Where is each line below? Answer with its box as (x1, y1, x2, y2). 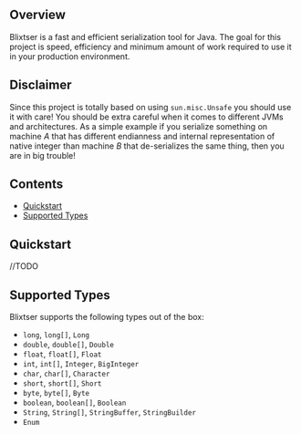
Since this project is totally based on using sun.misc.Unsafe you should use (9, 101, 292, 112)
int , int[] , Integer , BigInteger (22, 358, 140, 369)
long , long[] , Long (22, 329, 89, 340)
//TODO (9, 261, 39, 272)
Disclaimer (9, 77, 72, 93)
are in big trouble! (9, 150, 76, 160)
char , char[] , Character (22, 368, 110, 379)
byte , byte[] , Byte (22, 387, 89, 398)
